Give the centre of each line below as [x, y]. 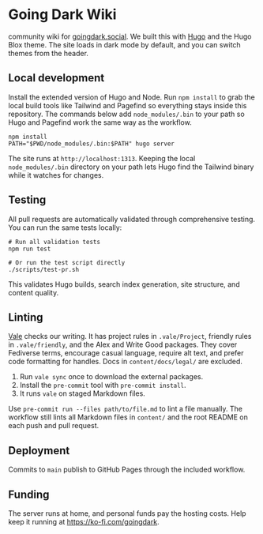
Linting [26, 317]
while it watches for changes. [56, 175]
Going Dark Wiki [62, 15]
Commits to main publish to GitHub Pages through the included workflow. [127, 470]
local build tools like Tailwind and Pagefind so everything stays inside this [128, 105]
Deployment [39, 451]
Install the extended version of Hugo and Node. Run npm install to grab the [131, 97]
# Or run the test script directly [67, 262]
